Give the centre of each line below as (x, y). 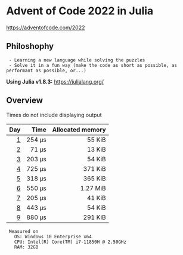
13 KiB (96, 149)
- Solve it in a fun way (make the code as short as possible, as (93, 65)
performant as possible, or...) (46, 70)
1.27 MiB (93, 188)
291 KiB (94, 217)
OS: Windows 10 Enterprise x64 (53, 236)
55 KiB (96, 140)
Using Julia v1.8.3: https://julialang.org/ (55, 81)
